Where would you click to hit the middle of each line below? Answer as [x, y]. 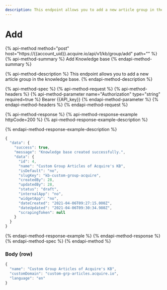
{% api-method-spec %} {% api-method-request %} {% [63, 89]
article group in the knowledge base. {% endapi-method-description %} [79, 79]
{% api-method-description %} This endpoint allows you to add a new [77, 74]
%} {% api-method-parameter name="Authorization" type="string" [92, 94]
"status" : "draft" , [38, 189]
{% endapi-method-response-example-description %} [61, 129]
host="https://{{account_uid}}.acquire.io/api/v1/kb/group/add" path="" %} [81, 53]
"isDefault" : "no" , [38, 171]
